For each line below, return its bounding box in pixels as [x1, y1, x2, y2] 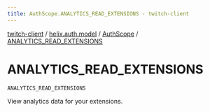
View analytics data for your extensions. [7, 97, 123, 105]
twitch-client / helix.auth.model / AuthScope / [7, 29, 139, 38]
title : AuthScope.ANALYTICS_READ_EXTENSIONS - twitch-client [7, 10, 190, 17]
